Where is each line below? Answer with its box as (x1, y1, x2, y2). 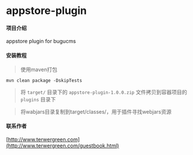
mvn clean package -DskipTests (6, 77, 82, 83)
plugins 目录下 (20, 96, 56, 103)
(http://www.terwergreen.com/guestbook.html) (6, 142, 119, 149)
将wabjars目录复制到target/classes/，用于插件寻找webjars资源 (20, 108, 171, 115)
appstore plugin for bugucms (6, 38, 76, 45)
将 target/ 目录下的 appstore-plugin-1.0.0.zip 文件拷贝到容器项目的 (20, 89, 187, 96)
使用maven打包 (20, 66, 57, 73)
